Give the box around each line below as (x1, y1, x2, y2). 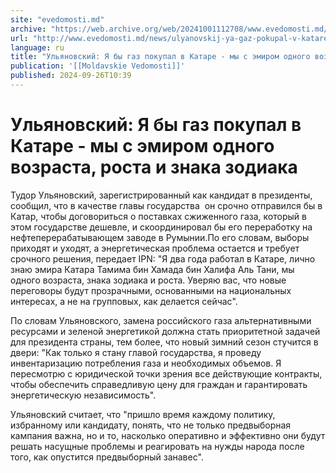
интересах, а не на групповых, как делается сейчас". (10, 295, 238, 307)
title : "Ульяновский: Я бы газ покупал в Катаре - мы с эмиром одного (10, 52, 311, 62)
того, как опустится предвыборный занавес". (10, 451, 204, 463)
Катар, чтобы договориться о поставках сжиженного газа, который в (10, 210, 307, 222)
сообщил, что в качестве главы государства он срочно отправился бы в (10, 199, 323, 211)
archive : (10, 24, 47, 34)
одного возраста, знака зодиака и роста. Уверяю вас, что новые (10, 274, 287, 286)
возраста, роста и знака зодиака (10, 156, 298, 179)
